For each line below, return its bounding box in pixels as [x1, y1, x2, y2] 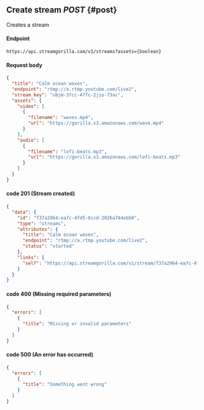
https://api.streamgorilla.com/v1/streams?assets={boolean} [6, 49, 162, 55]
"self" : [22, 260, 42, 266]
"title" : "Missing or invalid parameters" [22, 321, 132, 327]
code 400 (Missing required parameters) [6, 290, 112, 297]
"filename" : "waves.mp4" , [28, 115, 94, 121]
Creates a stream [6, 21, 50, 28]
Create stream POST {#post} [6, 5, 117, 15]
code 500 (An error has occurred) [6, 351, 93, 358]
